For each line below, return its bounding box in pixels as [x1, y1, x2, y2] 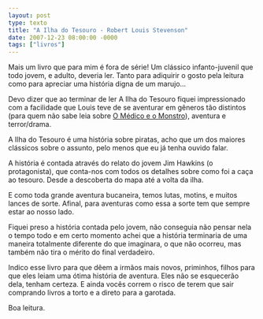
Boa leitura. [8, 303, 46, 313]
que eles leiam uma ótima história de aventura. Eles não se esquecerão [8, 271, 239, 280]
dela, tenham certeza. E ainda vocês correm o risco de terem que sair [8, 280, 235, 289]
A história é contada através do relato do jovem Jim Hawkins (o [8, 158, 214, 168]
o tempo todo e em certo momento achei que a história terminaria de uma [8, 231, 248, 240]
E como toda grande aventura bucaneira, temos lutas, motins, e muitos [8, 191, 238, 200]
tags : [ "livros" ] [8, 41, 65, 49]
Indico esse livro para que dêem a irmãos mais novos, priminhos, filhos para [8, 263, 256, 273]
